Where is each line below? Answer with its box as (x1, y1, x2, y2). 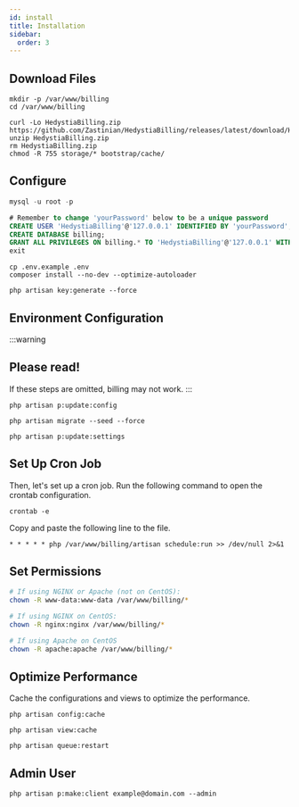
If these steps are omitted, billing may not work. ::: (9, 383, 193, 394)
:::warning (9, 334, 46, 345)
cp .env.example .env (9, 262, 90, 272)
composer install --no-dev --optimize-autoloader (9, 270, 198, 279)
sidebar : (9, 29, 42, 38)
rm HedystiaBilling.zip (9, 142, 98, 151)
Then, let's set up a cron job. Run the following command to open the (9, 479, 263, 491)
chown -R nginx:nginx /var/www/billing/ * (9, 620, 166, 629)
